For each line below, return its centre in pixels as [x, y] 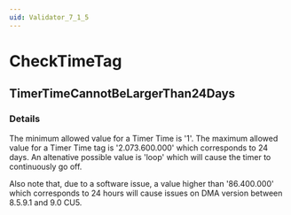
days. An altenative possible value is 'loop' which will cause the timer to [140, 157]
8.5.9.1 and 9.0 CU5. [46, 202]
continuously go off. [46, 166]
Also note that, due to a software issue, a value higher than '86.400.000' [142, 183]
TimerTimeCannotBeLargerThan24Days [122, 94]
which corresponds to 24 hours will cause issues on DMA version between [146, 193]
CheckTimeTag [66, 61]
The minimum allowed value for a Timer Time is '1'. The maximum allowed [144, 138]
